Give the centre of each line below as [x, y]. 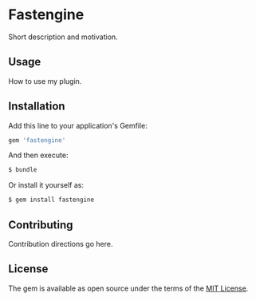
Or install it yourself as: [46, 185]
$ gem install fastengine [51, 200]
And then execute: [38, 155]
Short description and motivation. [63, 37]
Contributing [41, 225]
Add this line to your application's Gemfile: [78, 125]
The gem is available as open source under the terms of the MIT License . [128, 288]
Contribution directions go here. [61, 244]
